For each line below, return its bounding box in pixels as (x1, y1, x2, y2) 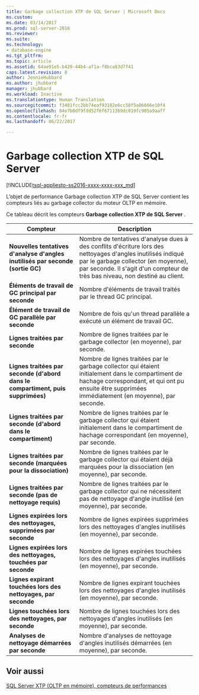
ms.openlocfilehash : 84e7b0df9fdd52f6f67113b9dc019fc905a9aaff (6, 108, 166, 114)
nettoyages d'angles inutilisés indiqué (79, 250, 185, 258)
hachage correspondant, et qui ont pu (79, 377, 185, 385)
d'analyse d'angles (9, 250, 65, 258)
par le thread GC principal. (79, 292, 153, 301)
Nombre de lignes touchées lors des (79, 607, 180, 616)
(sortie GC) (9, 265, 41, 273)
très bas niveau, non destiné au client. (79, 272, 185, 280)
